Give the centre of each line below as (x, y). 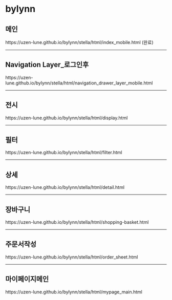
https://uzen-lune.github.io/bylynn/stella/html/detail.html (65, 187)
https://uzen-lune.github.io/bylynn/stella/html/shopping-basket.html (77, 222)
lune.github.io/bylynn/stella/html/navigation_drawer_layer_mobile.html (79, 83)
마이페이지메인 (27, 279)
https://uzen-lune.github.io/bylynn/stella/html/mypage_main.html (74, 292)
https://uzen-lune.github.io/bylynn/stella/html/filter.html (64, 153)
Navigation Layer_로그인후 (47, 65)
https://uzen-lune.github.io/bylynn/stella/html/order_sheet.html (72, 257)
